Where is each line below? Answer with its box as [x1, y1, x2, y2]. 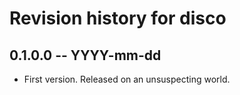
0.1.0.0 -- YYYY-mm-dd [9, 47, 162, 64]
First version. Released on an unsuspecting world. [23, 73, 231, 85]
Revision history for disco [9, 7, 227, 30]
